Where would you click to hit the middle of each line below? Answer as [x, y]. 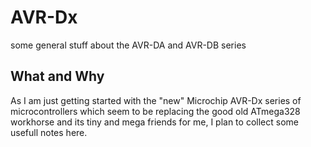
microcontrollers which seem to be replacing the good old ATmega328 [155, 111]
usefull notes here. [49, 132]
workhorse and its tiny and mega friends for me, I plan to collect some [154, 122]
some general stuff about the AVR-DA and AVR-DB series [128, 45]
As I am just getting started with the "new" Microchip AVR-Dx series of [156, 100]
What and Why [57, 76]
